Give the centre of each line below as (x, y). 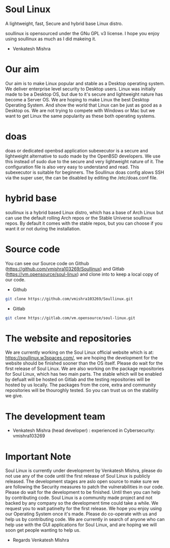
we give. (14, 396)
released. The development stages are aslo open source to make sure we (82, 481)
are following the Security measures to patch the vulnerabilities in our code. (85, 487)
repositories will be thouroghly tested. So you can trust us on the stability (82, 390)
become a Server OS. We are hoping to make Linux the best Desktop (77, 99)
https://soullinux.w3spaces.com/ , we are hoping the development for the (81, 358)
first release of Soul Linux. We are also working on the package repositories (85, 369)
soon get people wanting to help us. (43, 530)
